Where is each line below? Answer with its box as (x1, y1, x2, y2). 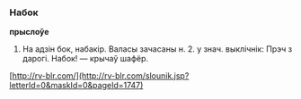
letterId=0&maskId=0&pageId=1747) (9, 80, 144, 91)
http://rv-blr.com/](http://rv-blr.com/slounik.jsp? (12, 70, 190, 81)
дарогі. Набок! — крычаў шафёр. (22, 54, 149, 64)
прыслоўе (9, 27, 49, 37)
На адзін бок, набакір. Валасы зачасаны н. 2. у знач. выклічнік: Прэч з (22, 44, 293, 54)
